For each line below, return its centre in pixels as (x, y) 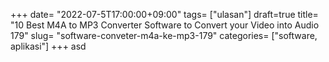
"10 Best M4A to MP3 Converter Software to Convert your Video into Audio (165, 25)
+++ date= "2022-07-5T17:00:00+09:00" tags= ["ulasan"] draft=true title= (164, 14)
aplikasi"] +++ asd (48, 46)
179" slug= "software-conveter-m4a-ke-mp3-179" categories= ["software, (164, 35)
